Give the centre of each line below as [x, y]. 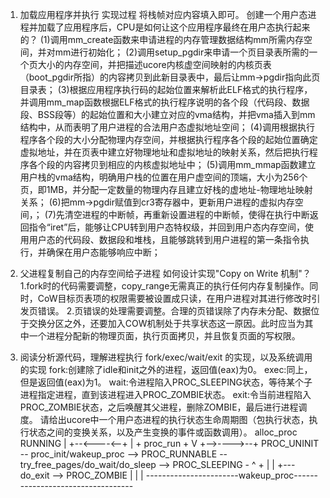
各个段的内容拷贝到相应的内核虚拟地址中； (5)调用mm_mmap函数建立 [172, 164]
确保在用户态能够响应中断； [103, 252]
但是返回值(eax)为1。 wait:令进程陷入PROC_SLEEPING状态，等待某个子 [166, 382]
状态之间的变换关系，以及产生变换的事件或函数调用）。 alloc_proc [163, 432]
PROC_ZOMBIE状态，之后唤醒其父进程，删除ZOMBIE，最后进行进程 [159, 407]
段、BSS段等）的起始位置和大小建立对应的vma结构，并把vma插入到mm [167, 114]
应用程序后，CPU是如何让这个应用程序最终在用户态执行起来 [187, 27]
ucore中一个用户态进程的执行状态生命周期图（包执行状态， [188, 419]
